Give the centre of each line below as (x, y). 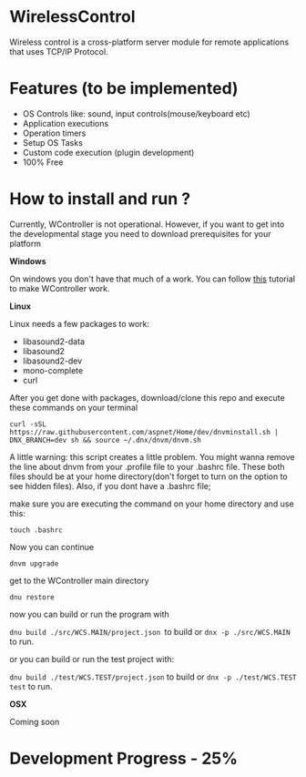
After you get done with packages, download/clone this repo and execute (147, 397)
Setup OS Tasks (53, 142)
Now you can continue (51, 547)
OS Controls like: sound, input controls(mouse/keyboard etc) (136, 113)
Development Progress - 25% (124, 759)
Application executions (66, 123)
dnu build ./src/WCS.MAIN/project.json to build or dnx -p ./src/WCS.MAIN (150, 631)
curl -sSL (28, 424)
